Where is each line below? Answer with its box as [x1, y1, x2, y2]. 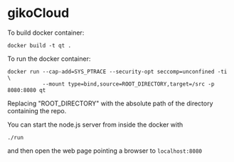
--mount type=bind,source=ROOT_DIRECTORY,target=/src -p [42, 80, 215, 88]
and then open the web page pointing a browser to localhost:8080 [7, 146, 203, 155]
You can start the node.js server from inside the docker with [7, 120, 184, 129]
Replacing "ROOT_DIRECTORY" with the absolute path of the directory [7, 99, 213, 108]
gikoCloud [7, 5, 70, 21]
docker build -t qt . [7, 42, 72, 49]
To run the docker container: [7, 54, 91, 63]
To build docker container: [7, 28, 85, 37]
